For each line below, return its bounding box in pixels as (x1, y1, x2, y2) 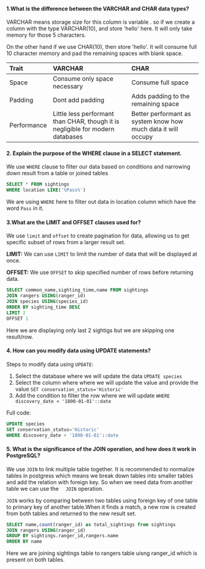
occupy (131, 132, 153, 141)
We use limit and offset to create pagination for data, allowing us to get (6, 232, 190, 239)
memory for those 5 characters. (6, 31, 87, 39)
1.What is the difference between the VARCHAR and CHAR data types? (6, 5, 189, 12)
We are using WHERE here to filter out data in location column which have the (6, 198, 196, 206)
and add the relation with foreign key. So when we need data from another (6, 478, 193, 485)
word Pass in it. (6, 205, 44, 212)
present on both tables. (6, 556, 65, 564)
